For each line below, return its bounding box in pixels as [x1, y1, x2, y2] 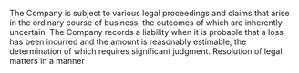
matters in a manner [9, 56, 85, 66]
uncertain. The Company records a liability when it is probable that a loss [9, 27, 284, 37]
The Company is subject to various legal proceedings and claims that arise [9, 8, 290, 18]
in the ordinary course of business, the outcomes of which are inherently [9, 17, 283, 28]
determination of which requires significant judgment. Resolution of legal [9, 46, 283, 57]
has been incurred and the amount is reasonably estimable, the [9, 36, 247, 47]
